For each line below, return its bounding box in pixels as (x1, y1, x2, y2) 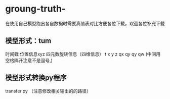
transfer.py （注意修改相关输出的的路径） (5, 88, 91, 94)
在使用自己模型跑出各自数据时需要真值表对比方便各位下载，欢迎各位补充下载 (5, 20, 165, 26)
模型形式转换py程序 (5, 74, 67, 82)
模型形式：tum (5, 36, 52, 45)
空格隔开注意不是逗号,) (5, 57, 53, 63)
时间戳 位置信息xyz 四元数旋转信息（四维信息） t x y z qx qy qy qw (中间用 (5, 51, 161, 57)
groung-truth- (5, 3, 66, 15)
